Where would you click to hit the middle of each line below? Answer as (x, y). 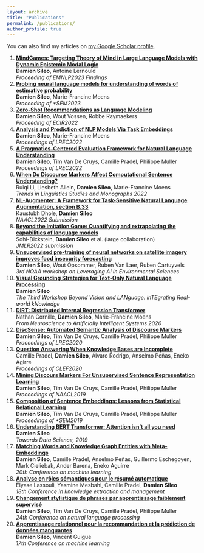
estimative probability (44, 90)
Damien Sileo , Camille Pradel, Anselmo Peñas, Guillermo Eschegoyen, (104, 459)
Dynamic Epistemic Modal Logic (57, 65)
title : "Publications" (36, 18)
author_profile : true (34, 29)
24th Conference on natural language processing (78, 518)
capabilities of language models (57, 233)
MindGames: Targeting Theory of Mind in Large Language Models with (107, 58)
